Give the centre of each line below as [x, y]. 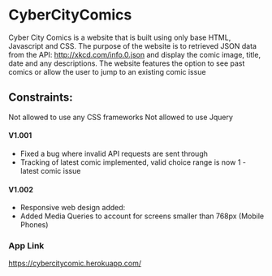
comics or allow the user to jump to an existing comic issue [107, 71]
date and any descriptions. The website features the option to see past [127, 63]
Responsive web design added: [73, 208]
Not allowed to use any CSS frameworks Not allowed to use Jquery [121, 117]
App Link [26, 246]
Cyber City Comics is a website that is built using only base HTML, [120, 37]
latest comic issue [50, 170]
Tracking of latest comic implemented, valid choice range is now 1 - [133, 162]
